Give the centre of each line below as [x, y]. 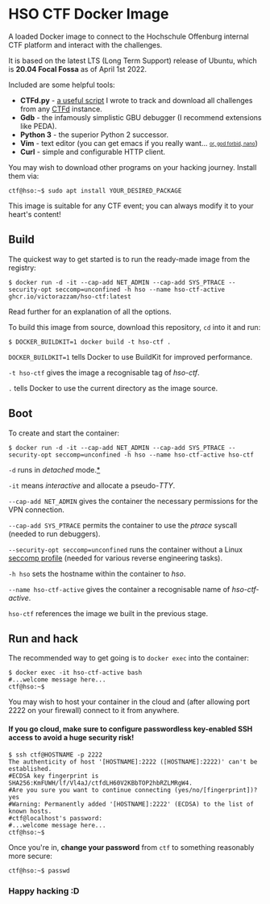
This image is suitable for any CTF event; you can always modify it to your [131, 206]
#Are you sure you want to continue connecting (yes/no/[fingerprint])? [133, 790]
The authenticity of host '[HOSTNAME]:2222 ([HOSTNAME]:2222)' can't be [133, 762]
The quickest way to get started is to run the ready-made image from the [129, 259]
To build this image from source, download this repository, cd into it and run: [135, 327]
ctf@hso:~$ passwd [39, 871]
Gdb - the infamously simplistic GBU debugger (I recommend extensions [141, 117]
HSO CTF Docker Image [89, 14]
